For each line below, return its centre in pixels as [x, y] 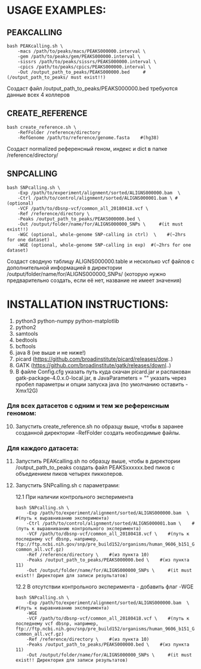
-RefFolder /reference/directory [59, 132]
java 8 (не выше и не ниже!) [50, 352]
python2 [26, 327]
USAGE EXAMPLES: [57, 10]
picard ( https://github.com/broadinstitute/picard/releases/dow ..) [94, 359]
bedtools [26, 340]
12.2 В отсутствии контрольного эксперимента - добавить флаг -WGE [104, 587]
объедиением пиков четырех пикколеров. [69, 474]
